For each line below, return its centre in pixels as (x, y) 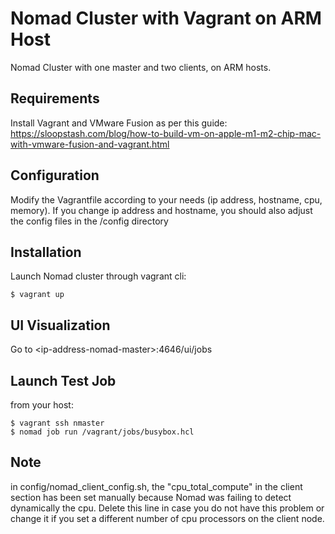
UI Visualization (60, 325)
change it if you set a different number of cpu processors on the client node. (167, 518)
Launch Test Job (63, 380)
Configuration (55, 175)
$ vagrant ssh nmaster (57, 423)
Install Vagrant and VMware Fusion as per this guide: (119, 123)
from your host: (42, 405)
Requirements (55, 98)
